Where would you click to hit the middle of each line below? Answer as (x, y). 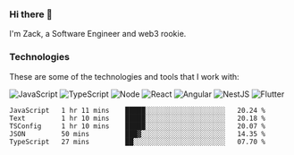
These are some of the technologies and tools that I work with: (124, 76)
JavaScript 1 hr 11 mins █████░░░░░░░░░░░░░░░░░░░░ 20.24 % (138, 110)
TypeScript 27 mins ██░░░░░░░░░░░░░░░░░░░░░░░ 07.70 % (138, 142)
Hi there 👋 (31, 14)
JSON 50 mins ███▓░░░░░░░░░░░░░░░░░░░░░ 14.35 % (138, 133)
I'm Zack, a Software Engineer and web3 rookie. (98, 34)
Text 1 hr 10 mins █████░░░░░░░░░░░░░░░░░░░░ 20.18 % (138, 118)
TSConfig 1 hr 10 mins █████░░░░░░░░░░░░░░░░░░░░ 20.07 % (138, 126)
